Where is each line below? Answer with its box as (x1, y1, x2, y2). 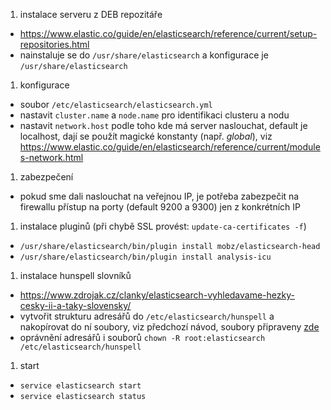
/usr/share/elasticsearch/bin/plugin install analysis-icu (19, 252, 272, 262)
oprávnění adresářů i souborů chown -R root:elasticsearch (19, 332, 266, 343)
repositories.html (19, 39, 90, 50)
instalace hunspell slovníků (19, 270, 132, 281)
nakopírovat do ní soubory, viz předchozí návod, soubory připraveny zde (19, 321, 320, 333)
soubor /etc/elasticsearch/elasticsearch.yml (19, 99, 213, 110)
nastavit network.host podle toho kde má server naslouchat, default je (19, 120, 308, 131)
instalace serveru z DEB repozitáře (19, 9, 163, 20)
